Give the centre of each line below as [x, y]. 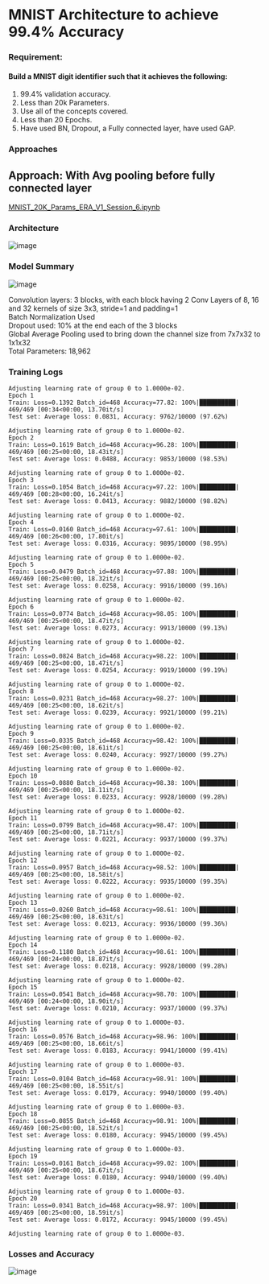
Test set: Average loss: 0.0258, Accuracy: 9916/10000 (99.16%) [118, 585]
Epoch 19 [23, 1156]
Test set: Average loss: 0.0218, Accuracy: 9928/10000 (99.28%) [118, 966]
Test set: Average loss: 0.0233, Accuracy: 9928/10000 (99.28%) [118, 797]
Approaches [33, 149]
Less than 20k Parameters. [65, 103]
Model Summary [41, 266]
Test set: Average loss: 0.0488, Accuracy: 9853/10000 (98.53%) [118, 459]
